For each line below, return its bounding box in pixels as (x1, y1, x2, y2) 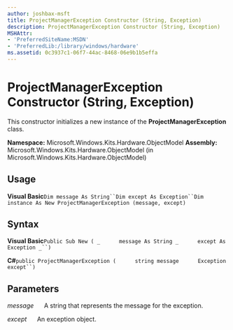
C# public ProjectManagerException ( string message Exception (7, 257, 226, 265)
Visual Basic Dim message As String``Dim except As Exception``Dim (7, 192, 204, 200)
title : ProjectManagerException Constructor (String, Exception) (7, 17, 202, 24)
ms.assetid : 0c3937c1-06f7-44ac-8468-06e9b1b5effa (7, 50, 158, 57)
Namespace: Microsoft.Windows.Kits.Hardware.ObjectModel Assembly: (7, 138, 218, 147)
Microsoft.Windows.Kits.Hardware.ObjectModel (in (7, 145, 154, 154)
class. (7, 124, 24, 133)
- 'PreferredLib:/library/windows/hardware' (7, 43, 139, 50)
